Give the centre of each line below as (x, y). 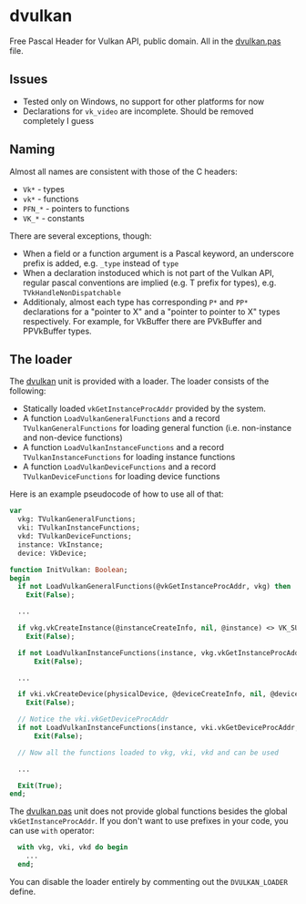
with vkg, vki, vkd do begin (73, 847)
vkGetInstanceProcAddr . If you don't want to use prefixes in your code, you (149, 821)
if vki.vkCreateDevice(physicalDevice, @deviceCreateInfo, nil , (142, 694)
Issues (29, 80)
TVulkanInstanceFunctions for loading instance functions (129, 457)
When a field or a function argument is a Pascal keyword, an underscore (158, 253)
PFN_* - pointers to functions (76, 208)
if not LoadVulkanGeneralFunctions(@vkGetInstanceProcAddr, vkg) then (154, 587)
